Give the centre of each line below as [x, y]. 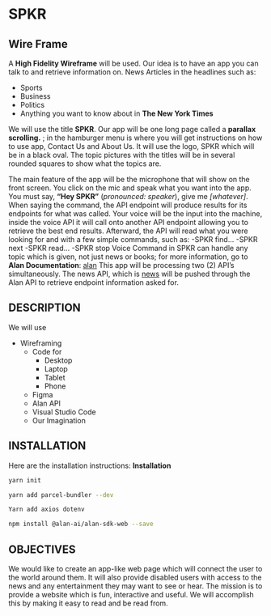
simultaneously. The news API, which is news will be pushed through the [129, 274]
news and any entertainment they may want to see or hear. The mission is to [135, 586]
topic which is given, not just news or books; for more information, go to [128, 257]
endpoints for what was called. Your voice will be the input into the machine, [135, 214]
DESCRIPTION [44, 308]
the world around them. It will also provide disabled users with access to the [135, 577]
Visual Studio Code [64, 412]
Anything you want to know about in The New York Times [116, 113]
